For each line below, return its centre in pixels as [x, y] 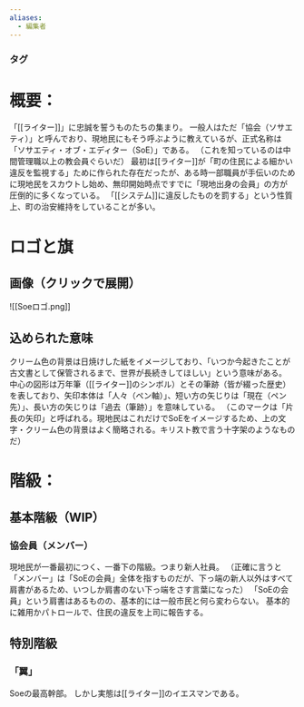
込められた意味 [51, 338]
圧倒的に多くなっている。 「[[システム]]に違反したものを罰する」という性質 [151, 195]
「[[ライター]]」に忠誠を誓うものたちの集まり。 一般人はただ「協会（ [139, 127]
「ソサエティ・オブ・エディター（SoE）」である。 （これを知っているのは [147, 150]
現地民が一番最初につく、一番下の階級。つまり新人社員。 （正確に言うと [146, 567]
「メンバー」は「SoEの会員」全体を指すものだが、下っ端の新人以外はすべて [151, 578]
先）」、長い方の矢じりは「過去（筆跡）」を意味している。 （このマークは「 [147, 407]
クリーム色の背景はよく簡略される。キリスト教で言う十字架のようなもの [160, 430]
